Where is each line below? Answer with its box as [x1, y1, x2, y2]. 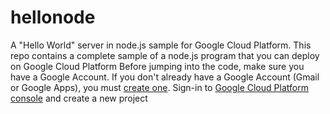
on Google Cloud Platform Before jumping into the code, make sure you [10, 60, 305, 72]
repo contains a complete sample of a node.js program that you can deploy [10, 49, 320, 61]
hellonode [10, 6, 96, 29]
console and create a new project [10, 92, 148, 104]
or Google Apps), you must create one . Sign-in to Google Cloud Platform [10, 81, 309, 93]
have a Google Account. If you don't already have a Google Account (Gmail [10, 71, 320, 83]
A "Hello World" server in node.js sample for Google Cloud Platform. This [10, 39, 312, 51]
